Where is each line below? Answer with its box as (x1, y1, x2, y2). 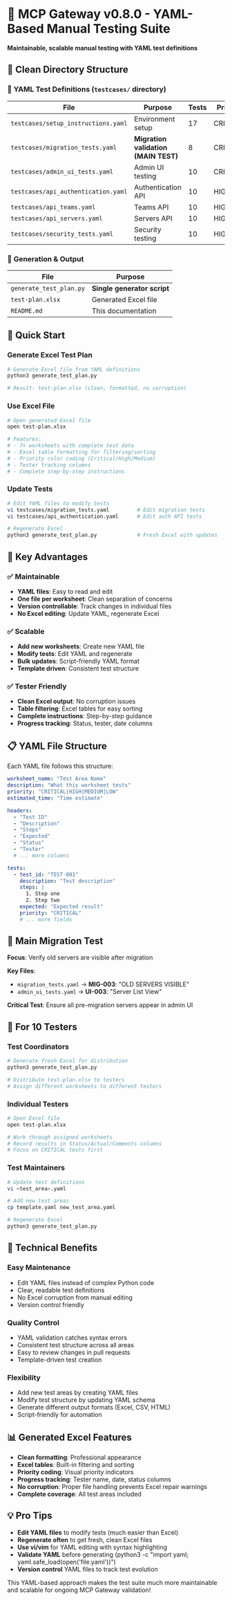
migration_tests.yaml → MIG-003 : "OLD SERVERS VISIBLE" (17, 980, 190, 989)
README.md (10, 307, 43, 315)
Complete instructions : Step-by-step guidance (17, 712, 153, 720)
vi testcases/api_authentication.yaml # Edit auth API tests (7, 513, 202, 520)
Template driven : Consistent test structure (17, 664, 139, 673)
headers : (7, 807, 32, 814)
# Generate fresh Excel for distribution (7, 1058, 128, 1065)
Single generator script (91, 283, 170, 293)
